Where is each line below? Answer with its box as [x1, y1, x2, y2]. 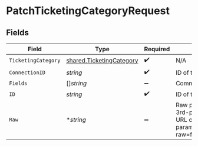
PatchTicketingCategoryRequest [6, 4, 170, 18]
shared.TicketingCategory [66, 56, 138, 64]
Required [144, 45, 170, 53]
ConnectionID [9, 69, 46, 76]
